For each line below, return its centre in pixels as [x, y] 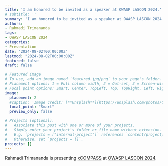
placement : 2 [23, 98]
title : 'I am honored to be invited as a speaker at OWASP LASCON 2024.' [84, 10]
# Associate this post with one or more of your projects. [70, 125]
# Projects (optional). [30, 121]
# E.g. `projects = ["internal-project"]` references [64, 135]
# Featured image [23, 75]
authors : [14, 24]
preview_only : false [31, 112]
